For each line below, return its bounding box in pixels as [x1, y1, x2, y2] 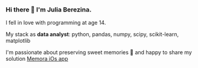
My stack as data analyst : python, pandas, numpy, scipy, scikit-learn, [5, 31, 179, 38]
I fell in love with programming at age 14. [5, 19, 106, 26]
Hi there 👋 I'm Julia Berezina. [5, 5, 92, 14]
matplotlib [5, 37, 31, 45]
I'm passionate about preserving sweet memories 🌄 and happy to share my [5, 49, 193, 56]
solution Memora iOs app [5, 55, 68, 63]
